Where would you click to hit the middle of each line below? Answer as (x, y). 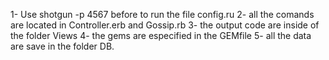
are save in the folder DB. (62, 46)
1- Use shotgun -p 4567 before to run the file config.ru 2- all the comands (162, 14)
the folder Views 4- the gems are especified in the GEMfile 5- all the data (161, 35)
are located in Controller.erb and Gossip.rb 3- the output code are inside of (165, 25)
